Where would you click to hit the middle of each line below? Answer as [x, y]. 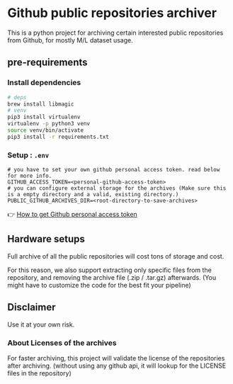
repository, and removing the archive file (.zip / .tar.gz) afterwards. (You [112, 277]
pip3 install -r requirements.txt [58, 137]
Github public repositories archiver [112, 13]
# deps [17, 97]
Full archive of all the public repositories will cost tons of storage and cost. [116, 256]
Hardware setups [46, 239]
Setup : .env [28, 155]
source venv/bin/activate [45, 130]
